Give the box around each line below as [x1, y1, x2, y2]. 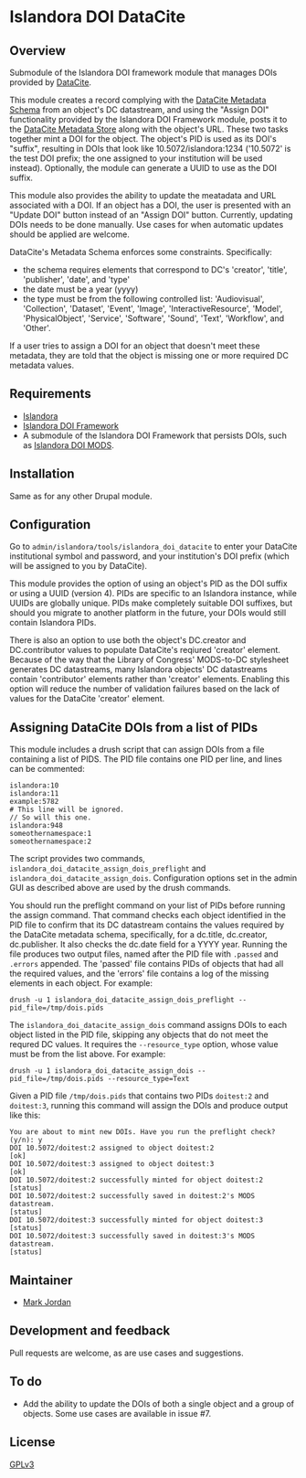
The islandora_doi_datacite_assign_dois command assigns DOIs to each [9, 1020, 288, 1031]
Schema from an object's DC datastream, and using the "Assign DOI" [9, 104, 269, 115]
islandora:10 [9, 781, 59, 790]
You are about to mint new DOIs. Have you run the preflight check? [9, 1128, 276, 1137]
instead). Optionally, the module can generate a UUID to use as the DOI [9, 163, 277, 173]
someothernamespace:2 [9, 837, 92, 847]
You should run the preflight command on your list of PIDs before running [9, 900, 286, 911]
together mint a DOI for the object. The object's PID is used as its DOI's [9, 134, 277, 144]
